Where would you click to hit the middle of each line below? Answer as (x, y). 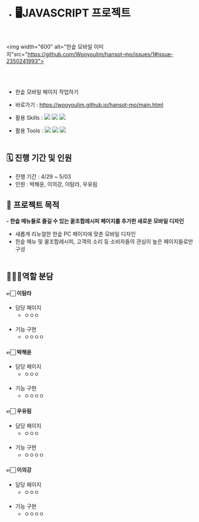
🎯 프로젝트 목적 (33, 205)
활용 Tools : (29, 130)
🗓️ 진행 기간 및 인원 (39, 158)
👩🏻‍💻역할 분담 (30, 276)
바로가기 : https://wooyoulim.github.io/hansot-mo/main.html (89, 105)
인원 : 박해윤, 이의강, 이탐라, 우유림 (56, 184)
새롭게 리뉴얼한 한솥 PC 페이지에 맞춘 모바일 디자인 (76, 234)
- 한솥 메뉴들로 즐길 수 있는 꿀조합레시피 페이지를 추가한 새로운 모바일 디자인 (95, 221)
